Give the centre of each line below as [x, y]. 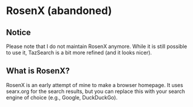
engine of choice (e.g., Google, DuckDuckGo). [62, 97]
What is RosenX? [38, 71]
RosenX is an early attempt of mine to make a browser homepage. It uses [95, 85]
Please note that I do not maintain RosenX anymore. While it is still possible [97, 46]
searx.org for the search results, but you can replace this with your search [96, 91]
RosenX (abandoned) [59, 11]
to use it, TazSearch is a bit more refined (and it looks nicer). [79, 53]
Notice [18, 32]
